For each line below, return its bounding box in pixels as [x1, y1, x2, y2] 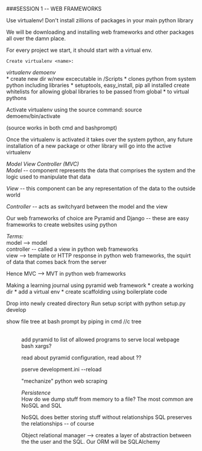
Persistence [21, 389, 51, 396]
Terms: [6, 233, 24, 240]
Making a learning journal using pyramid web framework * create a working [6, 282, 194, 289]
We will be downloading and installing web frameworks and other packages [6, 28, 194, 36]
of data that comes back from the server [6, 259, 107, 265]
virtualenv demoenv [6, 69, 56, 76]
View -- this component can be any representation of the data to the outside [6, 185, 196, 192]
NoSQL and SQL [21, 402, 62, 409]
